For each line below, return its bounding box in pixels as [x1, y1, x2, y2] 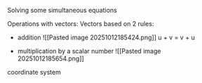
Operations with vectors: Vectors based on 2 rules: [7, 20, 154, 27]
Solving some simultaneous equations [7, 6, 117, 14]
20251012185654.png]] [17, 54, 84, 63]
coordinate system [7, 68, 61, 76]
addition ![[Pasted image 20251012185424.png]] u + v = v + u [17, 33, 195, 41]
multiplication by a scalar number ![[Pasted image [17, 47, 161, 55]
